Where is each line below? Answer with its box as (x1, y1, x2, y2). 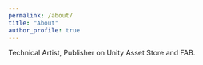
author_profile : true (8, 26, 81, 34)
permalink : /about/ (8, 11, 74, 20)
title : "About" (8, 19, 59, 27)
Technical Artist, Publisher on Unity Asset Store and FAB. (8, 48, 196, 58)
